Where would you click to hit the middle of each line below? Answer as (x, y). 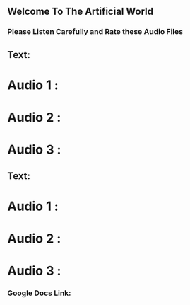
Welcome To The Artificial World (81, 12)
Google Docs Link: (40, 293)
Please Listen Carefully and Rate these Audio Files (95, 32)
